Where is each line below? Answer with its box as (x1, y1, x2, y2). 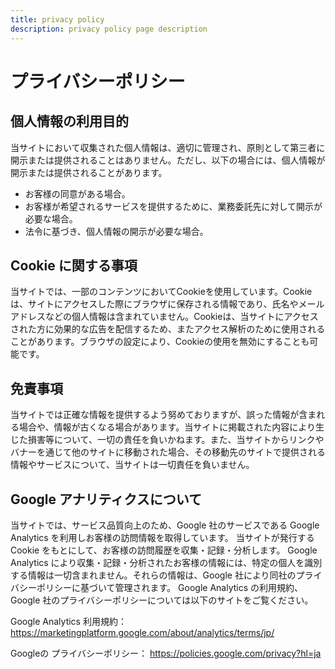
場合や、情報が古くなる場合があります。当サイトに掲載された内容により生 (18, 421, 325, 433)
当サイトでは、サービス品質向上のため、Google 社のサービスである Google (10, 519, 320, 531)
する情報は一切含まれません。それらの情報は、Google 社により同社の (10, 569, 297, 581)
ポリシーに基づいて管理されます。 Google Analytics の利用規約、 (36, 581, 304, 593)
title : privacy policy (10, 14, 105, 25)
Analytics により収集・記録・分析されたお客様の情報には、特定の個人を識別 (10, 556, 323, 568)
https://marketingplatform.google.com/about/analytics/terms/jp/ (10, 626, 275, 638)
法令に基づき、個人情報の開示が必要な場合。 (24, 225, 209, 237)
